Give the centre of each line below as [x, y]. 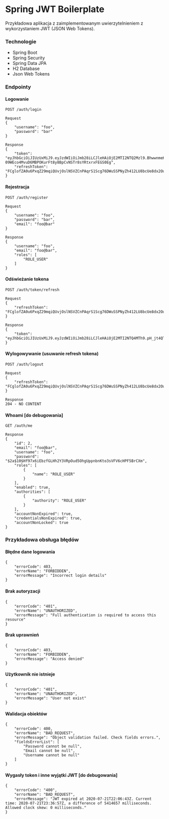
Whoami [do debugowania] [34, 415]
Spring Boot [25, 53]
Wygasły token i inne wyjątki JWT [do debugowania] [61, 775]
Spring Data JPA [29, 63]
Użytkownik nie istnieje [30, 674]
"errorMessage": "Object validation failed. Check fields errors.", [88, 738]
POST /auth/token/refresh [32, 290]
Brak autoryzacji [23, 591]
